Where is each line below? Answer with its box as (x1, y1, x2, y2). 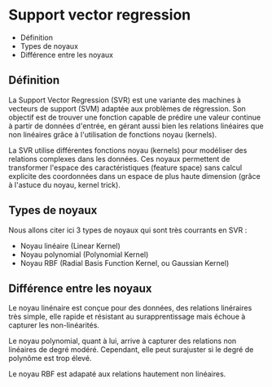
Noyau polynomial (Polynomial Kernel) (20, 250, 149, 259)
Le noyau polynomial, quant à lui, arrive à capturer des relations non (8, 336, 237, 346)
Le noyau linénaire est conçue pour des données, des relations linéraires (8, 303, 252, 313)
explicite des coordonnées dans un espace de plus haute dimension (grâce (8, 171, 261, 180)
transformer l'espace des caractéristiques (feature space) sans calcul (8, 163, 243, 172)
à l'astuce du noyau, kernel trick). (8, 180, 121, 189)
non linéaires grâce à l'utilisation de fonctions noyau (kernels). (8, 129, 217, 139)
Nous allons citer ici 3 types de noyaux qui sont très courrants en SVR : (8, 225, 248, 235)
